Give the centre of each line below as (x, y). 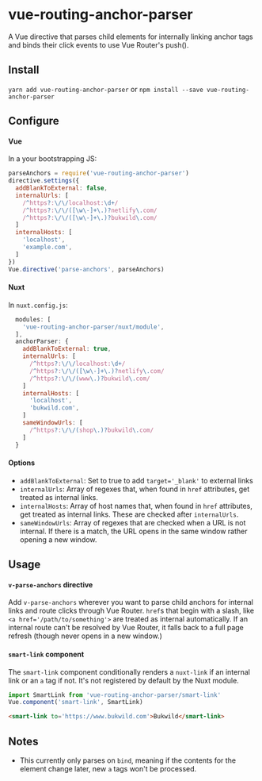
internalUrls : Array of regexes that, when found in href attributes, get (135, 489)
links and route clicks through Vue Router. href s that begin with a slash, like (131, 611)
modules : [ (33, 319)
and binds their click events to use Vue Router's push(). (99, 44)
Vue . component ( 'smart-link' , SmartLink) (76, 702)
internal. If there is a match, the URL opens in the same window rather (133, 531)
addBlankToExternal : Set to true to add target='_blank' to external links (136, 480)
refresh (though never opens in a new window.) (85, 636)
